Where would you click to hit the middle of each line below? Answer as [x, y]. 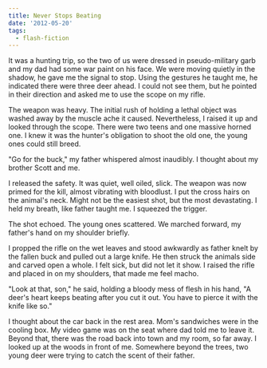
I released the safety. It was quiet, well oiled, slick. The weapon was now [128, 184]
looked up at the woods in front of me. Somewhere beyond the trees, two [128, 347]
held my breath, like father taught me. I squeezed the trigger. [108, 209]
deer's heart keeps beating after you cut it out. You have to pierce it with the [133, 298]
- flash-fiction [42, 38]
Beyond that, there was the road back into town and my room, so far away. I [132, 338]
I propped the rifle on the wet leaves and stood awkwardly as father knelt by [133, 248]
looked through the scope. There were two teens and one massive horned [130, 127]
